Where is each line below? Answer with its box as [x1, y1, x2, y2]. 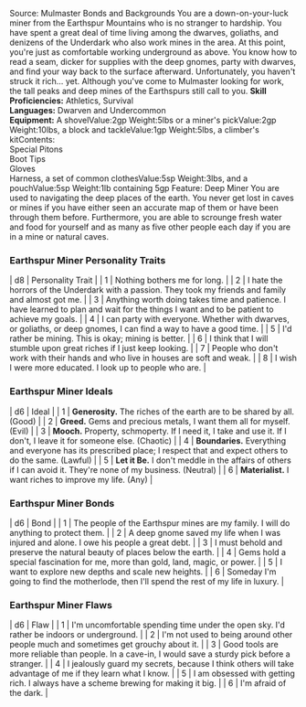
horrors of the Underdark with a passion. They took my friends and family [9, 284, 286, 295]
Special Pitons [9, 144, 64, 155]
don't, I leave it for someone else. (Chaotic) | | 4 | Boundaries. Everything [9, 434, 286, 446]
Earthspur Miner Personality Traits [9, 253, 166, 266]
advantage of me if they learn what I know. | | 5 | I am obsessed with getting [9, 668, 295, 680]
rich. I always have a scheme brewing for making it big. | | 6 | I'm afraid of [9, 678, 287, 689]
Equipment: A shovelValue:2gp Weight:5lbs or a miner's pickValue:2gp [9, 114, 277, 125]
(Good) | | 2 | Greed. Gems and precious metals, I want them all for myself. [9, 415, 290, 426]
